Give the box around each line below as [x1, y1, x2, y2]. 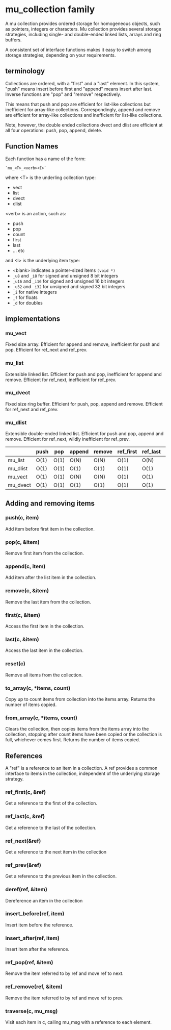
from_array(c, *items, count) [5, 714, 78, 721]
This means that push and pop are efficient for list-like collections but [5, 101, 151, 107]
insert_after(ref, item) [5, 935, 60, 942]
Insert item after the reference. [5, 946, 70, 952]
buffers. [5, 37, 22, 43]
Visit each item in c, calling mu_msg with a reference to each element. [5, 1019, 152, 1025]
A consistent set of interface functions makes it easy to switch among [5, 46, 152, 53]
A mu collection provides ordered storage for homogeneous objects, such [5, 20, 160, 27]
